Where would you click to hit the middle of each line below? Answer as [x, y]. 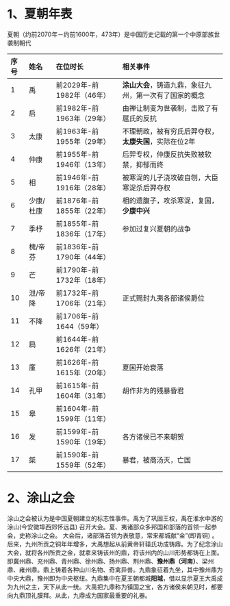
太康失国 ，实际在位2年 [159, 141]
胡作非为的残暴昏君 [153, 390]
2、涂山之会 [41, 498]
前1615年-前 [77, 386]
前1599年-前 [77, 431]
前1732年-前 [77, 293]
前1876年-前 [77, 201]
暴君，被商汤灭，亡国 [157, 459]
